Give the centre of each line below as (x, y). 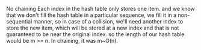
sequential (19, 21)
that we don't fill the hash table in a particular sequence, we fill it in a (91, 15)
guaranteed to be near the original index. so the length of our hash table (95, 34)
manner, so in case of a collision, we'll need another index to (108, 21)
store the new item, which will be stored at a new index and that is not (93, 28)
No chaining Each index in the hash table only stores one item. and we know (101, 9)
